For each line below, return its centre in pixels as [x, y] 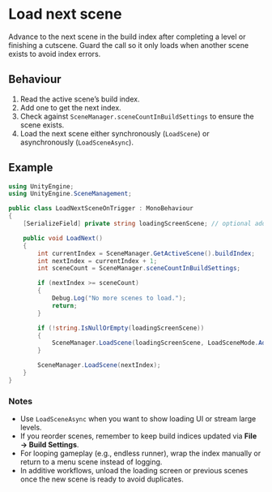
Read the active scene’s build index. [80, 99]
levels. [31, 428]
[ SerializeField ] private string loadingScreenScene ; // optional [137, 224]
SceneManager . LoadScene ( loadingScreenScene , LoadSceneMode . [155, 343]
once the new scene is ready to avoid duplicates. [102, 479]
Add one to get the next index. [70, 107]
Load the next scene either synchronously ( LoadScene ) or [115, 133]
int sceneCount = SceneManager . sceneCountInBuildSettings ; [139, 269]
